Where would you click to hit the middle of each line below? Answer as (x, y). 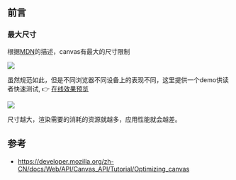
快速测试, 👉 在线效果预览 (51, 89)
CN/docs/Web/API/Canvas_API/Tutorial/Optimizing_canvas (103, 169)
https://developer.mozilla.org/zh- (66, 161)
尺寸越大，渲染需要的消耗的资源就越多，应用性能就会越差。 (94, 119)
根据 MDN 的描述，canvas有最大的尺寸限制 (69, 51)
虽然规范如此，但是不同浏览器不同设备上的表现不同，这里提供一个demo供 (115, 79)
